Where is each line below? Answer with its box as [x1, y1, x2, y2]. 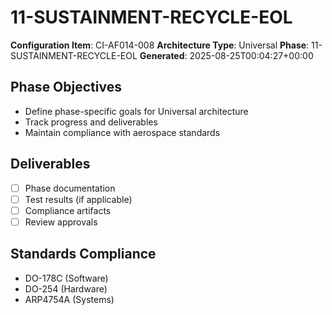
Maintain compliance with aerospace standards [24, 126, 221, 138]
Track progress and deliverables [24, 116, 158, 128]
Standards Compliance [10, 246, 157, 263]
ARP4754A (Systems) [24, 293, 115, 305]
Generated [139, 49, 185, 61]
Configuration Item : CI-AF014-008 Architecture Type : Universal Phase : [10, 39, 310, 51]
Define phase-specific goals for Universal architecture [24, 105, 249, 117]
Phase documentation [24, 182, 116, 194]
